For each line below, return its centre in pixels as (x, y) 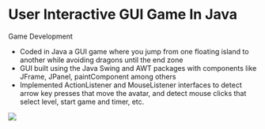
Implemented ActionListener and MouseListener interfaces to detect (131, 85)
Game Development (41, 36)
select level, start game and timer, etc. (82, 101)
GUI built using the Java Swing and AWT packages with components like (138, 68)
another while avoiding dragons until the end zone (101, 60)
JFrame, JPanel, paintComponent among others (98, 76)
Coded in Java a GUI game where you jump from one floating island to (134, 51)
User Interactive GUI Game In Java (123, 15)
